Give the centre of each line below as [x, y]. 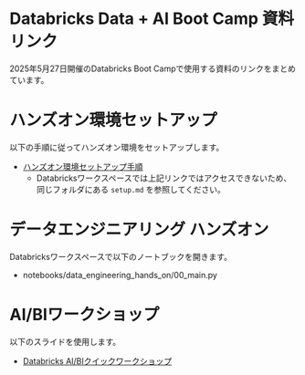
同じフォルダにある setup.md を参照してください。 [131, 189]
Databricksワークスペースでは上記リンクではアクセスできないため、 [164, 178]
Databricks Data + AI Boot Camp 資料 [152, 19]
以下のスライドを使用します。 [65, 341]
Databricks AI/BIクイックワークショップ [97, 360]
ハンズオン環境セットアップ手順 [83, 166]
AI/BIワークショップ [84, 315]
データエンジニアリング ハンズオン [139, 230]
